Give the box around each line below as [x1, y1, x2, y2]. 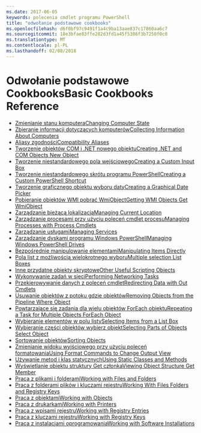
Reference [6, 99, 59, 113]
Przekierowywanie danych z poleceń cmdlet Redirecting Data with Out [14, 279, 188, 286]
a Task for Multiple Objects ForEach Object [14, 311, 121, 318]
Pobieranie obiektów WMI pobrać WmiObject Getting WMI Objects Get [14, 196, 188, 203]
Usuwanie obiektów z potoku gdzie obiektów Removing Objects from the [14, 292, 194, 299]
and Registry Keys [14, 387, 60, 395]
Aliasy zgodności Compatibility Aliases [14, 138, 109, 146]
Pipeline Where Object [14, 298, 71, 306]
